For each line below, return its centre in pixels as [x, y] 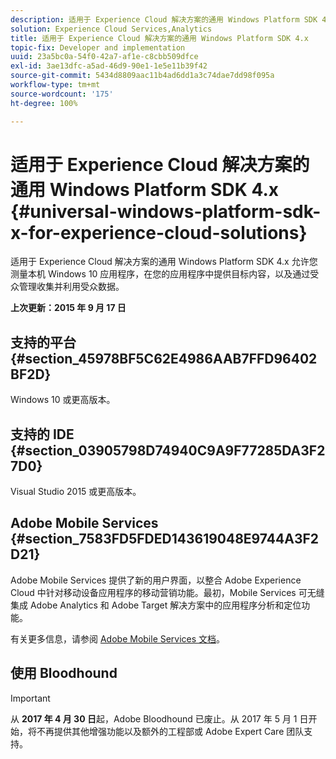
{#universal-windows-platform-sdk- [166, 211]
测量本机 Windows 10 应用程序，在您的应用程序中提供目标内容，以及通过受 [165, 274]
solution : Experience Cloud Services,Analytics [111, 29]
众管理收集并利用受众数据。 [67, 287]
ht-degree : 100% [44, 103]
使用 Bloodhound [64, 673]
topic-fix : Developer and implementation [98, 47]
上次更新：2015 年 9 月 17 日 [68, 308]
